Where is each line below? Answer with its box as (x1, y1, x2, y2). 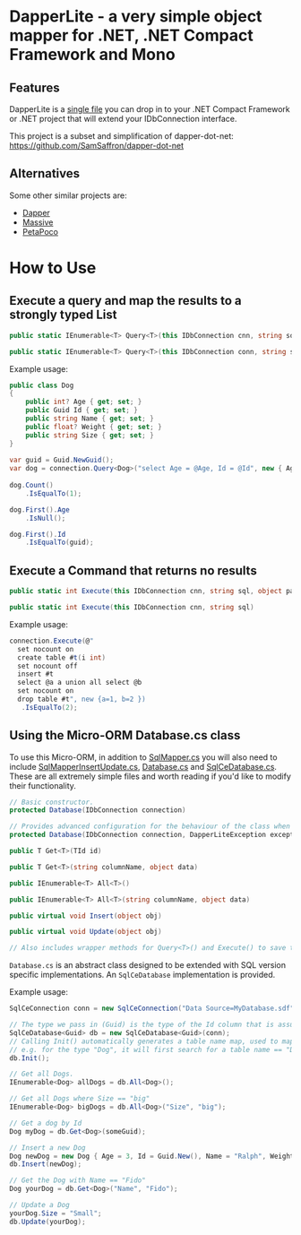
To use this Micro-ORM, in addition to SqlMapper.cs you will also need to (9, 751, 278, 763)
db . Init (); (9, 1053, 50, 1063)
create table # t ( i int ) (17, 652, 106, 662)
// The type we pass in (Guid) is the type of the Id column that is (9, 1020, 275, 1030)
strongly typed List (9, 307, 118, 323)
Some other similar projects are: (9, 190, 127, 201)
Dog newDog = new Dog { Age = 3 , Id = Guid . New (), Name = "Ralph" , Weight (9, 1152, 295, 1161)
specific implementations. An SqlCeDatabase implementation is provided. (9, 970, 276, 980)
